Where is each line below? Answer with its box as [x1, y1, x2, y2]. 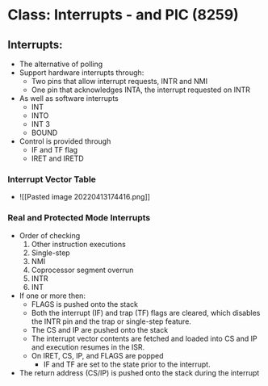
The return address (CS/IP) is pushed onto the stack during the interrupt [19, 367, 260, 377]
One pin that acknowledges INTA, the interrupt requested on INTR [31, 85, 251, 94]
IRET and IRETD [31, 153, 84, 163]
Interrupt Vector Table [7, 174, 96, 185]
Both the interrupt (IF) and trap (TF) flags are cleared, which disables [31, 308, 261, 317]
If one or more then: [19, 291, 86, 300]
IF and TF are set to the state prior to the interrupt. [43, 359, 211, 369]
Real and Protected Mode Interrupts [7, 212, 151, 224]
